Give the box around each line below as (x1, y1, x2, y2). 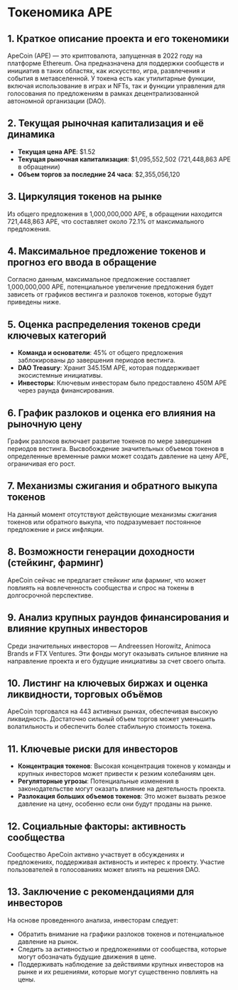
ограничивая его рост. (7, 459, 76, 468)
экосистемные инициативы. (17, 371, 103, 380)
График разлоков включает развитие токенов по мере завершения (7, 437, 212, 445)
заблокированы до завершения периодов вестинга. (17, 356, 176, 365)
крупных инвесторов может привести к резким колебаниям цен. (17, 770, 216, 778)
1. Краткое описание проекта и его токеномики (7, 33, 229, 45)
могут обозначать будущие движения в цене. (17, 952, 156, 961)
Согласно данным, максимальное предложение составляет (7, 275, 190, 284)
